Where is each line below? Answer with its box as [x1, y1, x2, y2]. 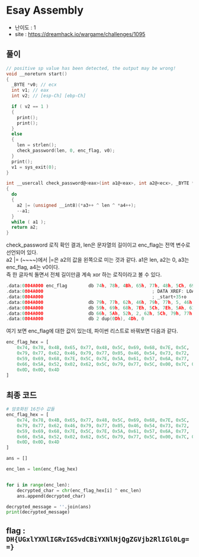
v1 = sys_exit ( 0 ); [11, 164, 57, 170]
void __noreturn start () [6, 71, 68, 77]
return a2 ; [11, 225, 38, 231]
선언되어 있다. [6, 249, 38, 256]
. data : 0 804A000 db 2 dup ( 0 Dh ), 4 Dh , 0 [6, 316, 145, 322]
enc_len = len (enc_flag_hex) [6, 466, 78, 472]
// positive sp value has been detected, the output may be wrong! [6, 65, 176, 71]
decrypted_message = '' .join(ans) [6, 504, 92, 510]
